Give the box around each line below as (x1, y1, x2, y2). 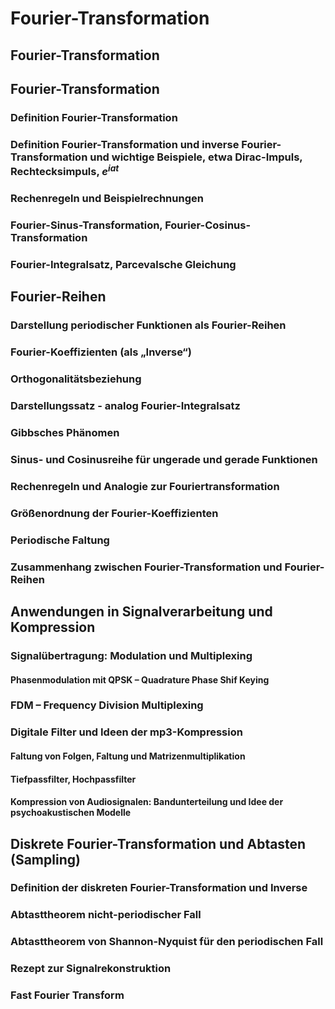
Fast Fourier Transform (10, 988, 125, 1002)
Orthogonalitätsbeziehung (10, 372, 142, 386)
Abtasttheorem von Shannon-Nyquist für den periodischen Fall (10, 935, 324, 949)
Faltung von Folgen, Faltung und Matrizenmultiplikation (10, 750, 246, 762)
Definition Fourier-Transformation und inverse (10, 137, 240, 151)
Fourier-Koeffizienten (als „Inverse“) (10, 345, 192, 359)
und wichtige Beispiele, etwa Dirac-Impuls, (89, 150, 303, 164)
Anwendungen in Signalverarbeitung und (10, 603, 273, 621)
